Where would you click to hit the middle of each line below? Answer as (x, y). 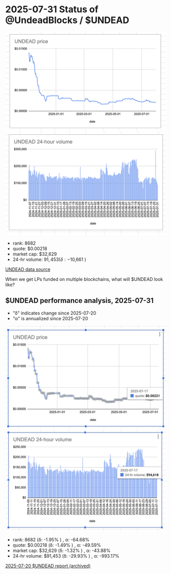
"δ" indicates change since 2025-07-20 (54, 313)
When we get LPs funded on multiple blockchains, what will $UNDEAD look (84, 279)
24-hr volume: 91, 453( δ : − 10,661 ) (49, 259)
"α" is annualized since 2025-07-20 (50, 318)
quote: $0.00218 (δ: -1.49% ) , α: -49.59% (57, 545)
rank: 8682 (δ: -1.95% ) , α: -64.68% (51, 539)
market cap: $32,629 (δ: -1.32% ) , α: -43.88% (62, 551)
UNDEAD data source (28, 269)
